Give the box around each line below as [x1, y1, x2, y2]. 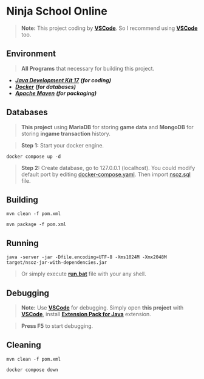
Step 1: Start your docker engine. [21, 141, 104, 149]
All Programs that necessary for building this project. [21, 65, 155, 72]
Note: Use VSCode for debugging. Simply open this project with [21, 304, 184, 311]
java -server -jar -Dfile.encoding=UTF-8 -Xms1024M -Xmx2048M [6, 254, 167, 260]
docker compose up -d [6, 154, 61, 160]
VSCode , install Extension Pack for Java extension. [21, 311, 152, 317]
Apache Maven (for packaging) [15, 90, 97, 97]
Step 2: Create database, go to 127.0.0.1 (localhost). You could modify [21, 164, 195, 171]
